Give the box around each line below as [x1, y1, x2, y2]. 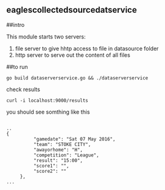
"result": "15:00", [33, 157, 83, 164]
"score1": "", [33, 163, 69, 169]
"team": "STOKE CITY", [33, 141, 91, 147]
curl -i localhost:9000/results [6, 97, 88, 103]
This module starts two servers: [6, 33, 86, 40]
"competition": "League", [33, 152, 99, 158]
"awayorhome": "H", [33, 147, 83, 153]
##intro [6, 21, 25, 28]
